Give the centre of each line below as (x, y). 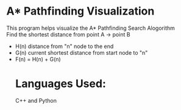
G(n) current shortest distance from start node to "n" (81, 52)
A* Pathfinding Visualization (80, 11)
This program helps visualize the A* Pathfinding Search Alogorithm (90, 28)
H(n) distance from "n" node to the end (64, 46)
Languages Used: (61, 84)
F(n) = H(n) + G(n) (38, 59)
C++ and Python (36, 100)
